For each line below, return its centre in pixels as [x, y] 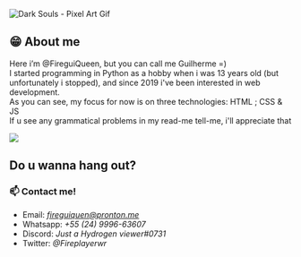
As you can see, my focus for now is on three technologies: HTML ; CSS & [146, 101]
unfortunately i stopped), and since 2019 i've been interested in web [135, 82]
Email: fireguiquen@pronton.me [81, 214]
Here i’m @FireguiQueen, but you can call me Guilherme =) [118, 64]
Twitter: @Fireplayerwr [64, 243]
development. [34, 92]
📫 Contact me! [43, 192]
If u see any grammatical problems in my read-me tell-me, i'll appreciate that [150, 120]
